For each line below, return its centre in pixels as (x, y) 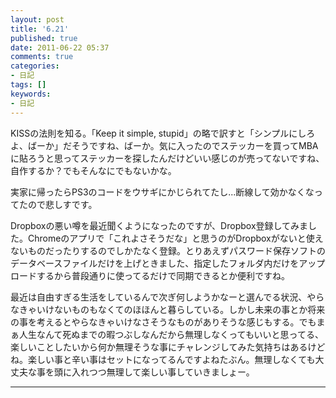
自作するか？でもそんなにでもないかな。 (93, 170)
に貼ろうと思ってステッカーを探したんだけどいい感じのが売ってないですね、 (167, 158)
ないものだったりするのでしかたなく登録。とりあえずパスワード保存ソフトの (168, 250)
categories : (35, 66)
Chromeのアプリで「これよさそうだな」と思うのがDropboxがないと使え (175, 238)
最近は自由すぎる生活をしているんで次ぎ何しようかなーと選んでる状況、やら (167, 297)
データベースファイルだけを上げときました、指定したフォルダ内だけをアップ (168, 263)
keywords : (31, 94)
